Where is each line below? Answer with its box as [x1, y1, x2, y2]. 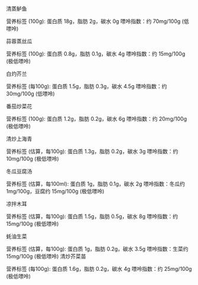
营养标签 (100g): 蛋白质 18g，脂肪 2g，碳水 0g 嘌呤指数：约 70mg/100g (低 [6, 18, 189, 25]
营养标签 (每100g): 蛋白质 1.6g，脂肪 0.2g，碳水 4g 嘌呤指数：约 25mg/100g [6, 265, 192, 272]
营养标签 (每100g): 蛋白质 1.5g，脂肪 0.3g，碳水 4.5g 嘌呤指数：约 [6, 83, 167, 90]
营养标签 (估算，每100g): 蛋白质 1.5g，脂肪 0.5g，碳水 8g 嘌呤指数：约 [6, 213, 178, 220]
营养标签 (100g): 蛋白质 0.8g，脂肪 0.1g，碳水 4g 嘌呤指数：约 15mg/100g [6, 50, 186, 57]
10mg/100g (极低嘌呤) [6, 156, 59, 162]
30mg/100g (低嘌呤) [6, 90, 55, 97]
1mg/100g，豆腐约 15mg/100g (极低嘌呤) [6, 188, 105, 195]
